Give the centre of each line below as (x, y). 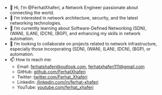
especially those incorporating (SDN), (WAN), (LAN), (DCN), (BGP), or (80, 49)
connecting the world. (32, 13)
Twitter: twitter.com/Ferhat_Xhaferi (52, 77)
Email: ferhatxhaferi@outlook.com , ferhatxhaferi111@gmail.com (81, 66)
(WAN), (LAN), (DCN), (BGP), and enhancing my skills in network (75, 33)
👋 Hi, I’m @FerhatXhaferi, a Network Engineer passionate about (74, 8)
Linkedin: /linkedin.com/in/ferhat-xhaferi (58, 82)
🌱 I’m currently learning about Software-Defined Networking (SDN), (78, 28)
